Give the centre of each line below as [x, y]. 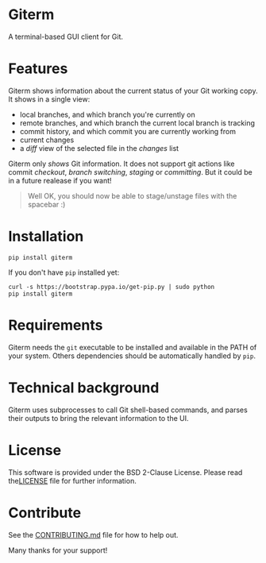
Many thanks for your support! [58, 550]
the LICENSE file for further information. [72, 480]
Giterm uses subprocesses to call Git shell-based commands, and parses [128, 410]
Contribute [45, 513]
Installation [46, 237]
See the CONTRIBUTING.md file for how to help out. [93, 534]
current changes [47, 140]
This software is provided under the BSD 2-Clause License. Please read [125, 472]
